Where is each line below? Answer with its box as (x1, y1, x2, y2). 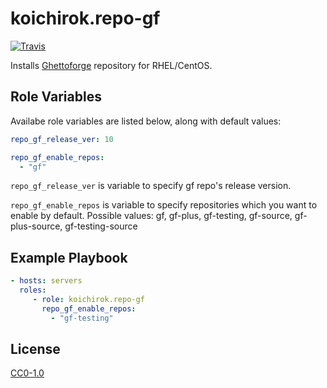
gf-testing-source (64, 220, 138, 232)
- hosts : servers (10, 276, 83, 286)
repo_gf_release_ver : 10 (10, 134, 114, 144)
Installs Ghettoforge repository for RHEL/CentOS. (10, 59, 213, 71)
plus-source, (10, 220, 63, 232)
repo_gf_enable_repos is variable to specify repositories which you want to (10, 199, 318, 211)
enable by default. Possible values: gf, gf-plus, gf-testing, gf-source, (10, 210, 293, 222)
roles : (19, 285, 47, 296)
